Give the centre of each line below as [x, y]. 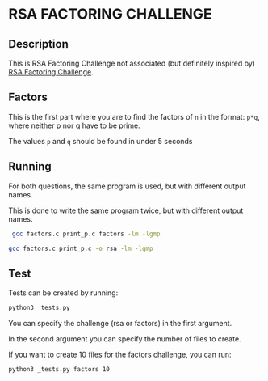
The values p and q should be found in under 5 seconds [100, 141]
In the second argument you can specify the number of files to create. [125, 339]
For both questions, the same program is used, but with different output [127, 186]
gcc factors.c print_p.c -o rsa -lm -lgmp [81, 248]
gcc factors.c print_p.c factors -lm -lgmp [86, 234]
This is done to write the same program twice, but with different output [126, 210]
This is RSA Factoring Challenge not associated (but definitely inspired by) [132, 63]
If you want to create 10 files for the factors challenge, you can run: [120, 355]
